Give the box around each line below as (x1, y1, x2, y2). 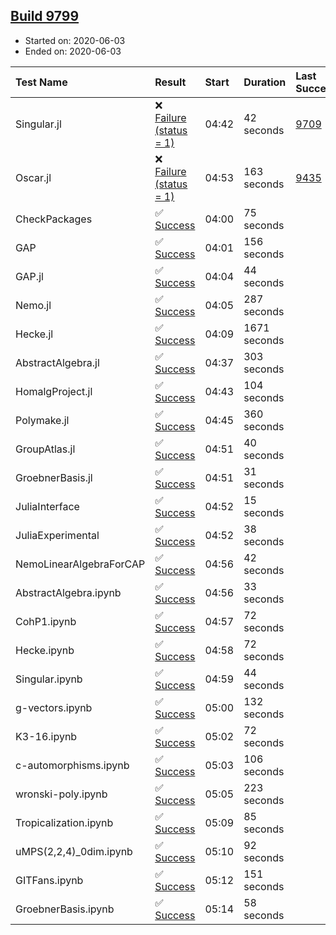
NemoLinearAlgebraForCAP (15, 557, 146, 571)
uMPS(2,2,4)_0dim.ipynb (15, 844, 133, 858)
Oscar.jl (15, 170, 52, 184)
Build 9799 (10, 8, 80, 25)
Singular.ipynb (15, 672, 83, 686)
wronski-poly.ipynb (15, 787, 108, 801)
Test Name (15, 75, 68, 89)
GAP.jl (15, 269, 44, 283)
